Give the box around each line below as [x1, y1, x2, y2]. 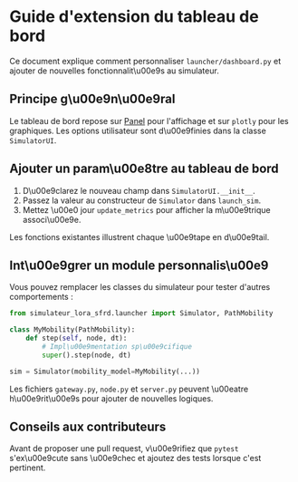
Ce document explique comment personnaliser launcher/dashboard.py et [9, 55, 282, 66]
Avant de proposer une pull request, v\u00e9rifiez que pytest [9, 443, 239, 454]
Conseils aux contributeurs [9, 419, 167, 435]
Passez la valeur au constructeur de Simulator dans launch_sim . [22, 195, 261, 206]
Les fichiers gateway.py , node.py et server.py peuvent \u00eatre [9, 383, 249, 394]
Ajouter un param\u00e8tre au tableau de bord [9, 161, 279, 177]
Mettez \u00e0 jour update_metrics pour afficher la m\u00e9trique [22, 204, 271, 215]
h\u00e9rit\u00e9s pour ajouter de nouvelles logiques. [9, 392, 214, 404]
